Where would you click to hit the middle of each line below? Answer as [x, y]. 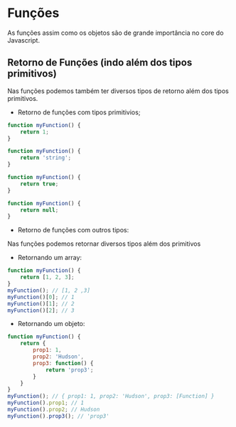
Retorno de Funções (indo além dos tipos [100, 63]
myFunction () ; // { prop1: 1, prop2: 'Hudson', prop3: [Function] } [111, 396]
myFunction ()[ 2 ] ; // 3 [41, 310]
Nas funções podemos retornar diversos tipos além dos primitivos [104, 244]
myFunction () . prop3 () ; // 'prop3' [59, 416]
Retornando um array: [50, 258]
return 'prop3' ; [69, 370]
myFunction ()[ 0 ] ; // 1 [41, 297]
